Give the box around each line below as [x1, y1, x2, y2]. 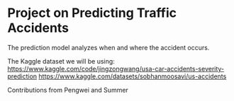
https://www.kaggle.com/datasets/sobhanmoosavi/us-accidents [38, 72, 227, 81]
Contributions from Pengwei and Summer [7, 85, 129, 94]
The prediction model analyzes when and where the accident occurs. [7, 43, 210, 52]
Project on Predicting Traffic [7, 5, 177, 21]
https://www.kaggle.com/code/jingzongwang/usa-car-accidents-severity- [7, 64, 225, 73]
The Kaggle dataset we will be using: [7, 57, 115, 65]
